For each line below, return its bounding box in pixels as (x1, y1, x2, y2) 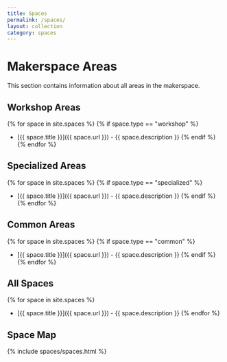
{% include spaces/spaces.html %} (7, 348, 107, 356)
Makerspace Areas (7, 59, 118, 74)
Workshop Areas (7, 101, 81, 113)
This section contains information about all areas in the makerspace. (7, 82, 200, 90)
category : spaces (7, 29, 57, 36)
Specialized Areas (7, 160, 86, 172)
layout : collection (7, 23, 63, 30)
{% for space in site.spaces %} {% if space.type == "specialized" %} (7, 178, 203, 186)
